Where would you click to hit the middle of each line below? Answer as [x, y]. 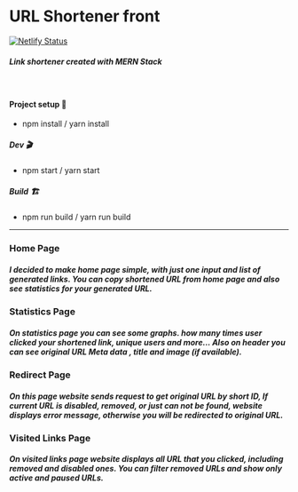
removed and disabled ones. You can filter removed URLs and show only [145, 469]
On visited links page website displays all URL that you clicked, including [146, 459]
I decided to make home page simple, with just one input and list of [135, 269]
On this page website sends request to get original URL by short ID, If [139, 396]
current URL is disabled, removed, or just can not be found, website [136, 405]
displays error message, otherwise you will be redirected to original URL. [146, 415]
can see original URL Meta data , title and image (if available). [125, 352]
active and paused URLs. [56, 478]
